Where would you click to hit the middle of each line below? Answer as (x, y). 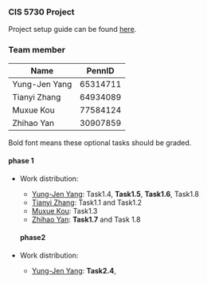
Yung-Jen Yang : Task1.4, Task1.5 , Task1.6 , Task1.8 (115, 194)
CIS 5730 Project (41, 12)
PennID (100, 70)
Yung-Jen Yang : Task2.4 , (74, 271)
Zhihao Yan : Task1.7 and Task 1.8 (86, 219)
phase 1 (21, 161)
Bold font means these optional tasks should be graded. (100, 143)
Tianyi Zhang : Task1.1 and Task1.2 (86, 202)
